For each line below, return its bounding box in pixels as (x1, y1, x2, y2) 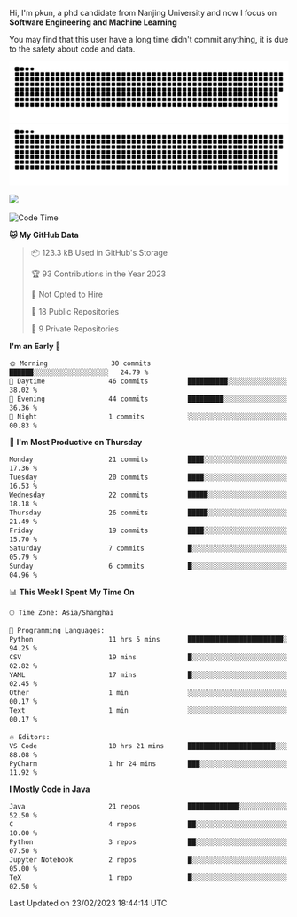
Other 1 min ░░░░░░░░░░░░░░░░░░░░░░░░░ (9, 688, 288, 697)
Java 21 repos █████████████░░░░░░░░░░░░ (9, 801, 288, 811)
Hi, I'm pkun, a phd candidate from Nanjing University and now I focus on (9, 8, 277, 18)
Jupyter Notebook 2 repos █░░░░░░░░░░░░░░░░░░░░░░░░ (9, 855, 288, 865)
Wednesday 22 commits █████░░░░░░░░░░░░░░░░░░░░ (9, 490, 288, 499)
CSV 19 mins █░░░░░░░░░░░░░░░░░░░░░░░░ (9, 652, 288, 661)
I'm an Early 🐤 (9, 340, 61, 351)
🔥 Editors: (9, 732, 51, 741)
